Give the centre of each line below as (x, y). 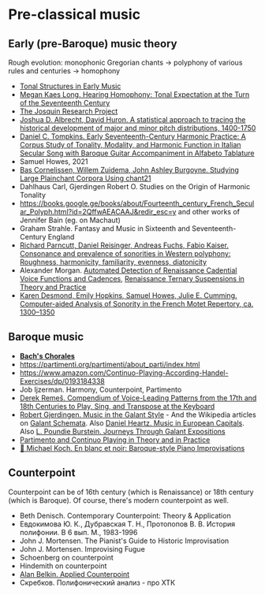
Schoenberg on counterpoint (67, 557)
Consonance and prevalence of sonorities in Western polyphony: (125, 253)
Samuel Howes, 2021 (54, 162)
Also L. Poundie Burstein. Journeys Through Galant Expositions (123, 431)
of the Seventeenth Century (65, 103)
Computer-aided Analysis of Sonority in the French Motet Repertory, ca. (136, 304)
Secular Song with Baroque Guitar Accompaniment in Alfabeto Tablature (137, 153)
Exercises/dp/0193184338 (62, 381)
